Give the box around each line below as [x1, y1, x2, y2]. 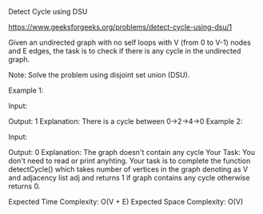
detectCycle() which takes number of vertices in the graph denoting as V [8, 164, 249, 174]
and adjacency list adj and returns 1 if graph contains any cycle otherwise [8, 173, 250, 182]
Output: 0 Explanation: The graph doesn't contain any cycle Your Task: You [8, 148, 256, 157]
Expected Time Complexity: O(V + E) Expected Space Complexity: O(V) [8, 197, 244, 206]
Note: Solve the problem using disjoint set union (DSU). [8, 70, 190, 79]
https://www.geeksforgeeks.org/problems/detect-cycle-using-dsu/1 [8, 22, 233, 31]
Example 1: [8, 85, 44, 95]
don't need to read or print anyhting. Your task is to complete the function [8, 156, 251, 165]
